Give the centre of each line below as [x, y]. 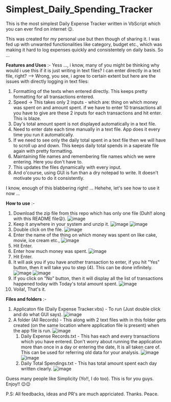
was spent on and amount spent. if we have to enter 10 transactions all [87, 107]
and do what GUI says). [38, 314]
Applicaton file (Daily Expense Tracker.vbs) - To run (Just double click [87, 309]
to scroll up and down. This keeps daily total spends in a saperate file [86, 145]
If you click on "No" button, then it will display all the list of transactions [88, 278]
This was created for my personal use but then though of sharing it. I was [83, 39]
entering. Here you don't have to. [48, 161]
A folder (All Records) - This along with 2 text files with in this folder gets [90, 320]
